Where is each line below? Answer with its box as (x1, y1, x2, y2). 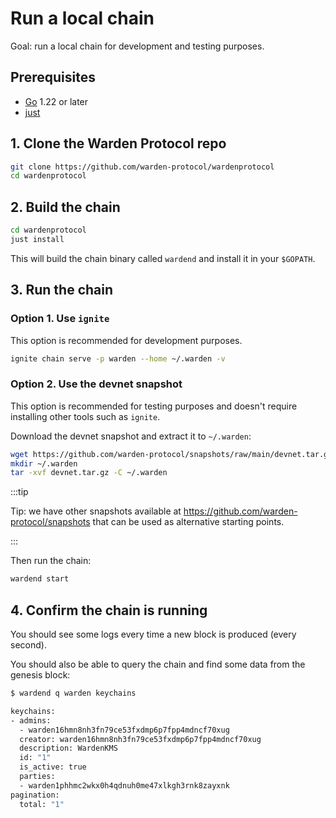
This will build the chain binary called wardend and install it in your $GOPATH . (10, 252, 316, 264)
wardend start (10, 574, 70, 584)
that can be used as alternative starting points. (92, 516, 285, 528)
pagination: (10, 790, 60, 800)
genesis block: (10, 669, 71, 681)
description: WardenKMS (19, 743, 118, 754)
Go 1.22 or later (24, 95, 89, 107)
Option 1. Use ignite (10, 312, 110, 326)
